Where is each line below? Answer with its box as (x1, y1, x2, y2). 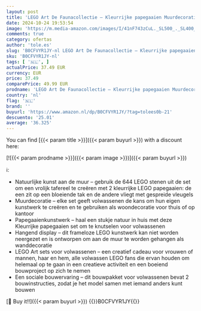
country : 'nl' (6, 92, 42, 98)
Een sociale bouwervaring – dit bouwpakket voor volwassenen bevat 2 (14, 273, 189, 281)
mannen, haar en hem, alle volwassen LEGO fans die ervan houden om (14, 255, 190, 262)
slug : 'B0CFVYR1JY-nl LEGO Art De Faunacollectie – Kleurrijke (6, 48, 167, 54)
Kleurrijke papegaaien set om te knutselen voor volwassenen (14, 222, 166, 230)
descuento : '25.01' (6, 114, 55, 120)
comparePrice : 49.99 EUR (6, 81, 68, 87)
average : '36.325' (6, 120, 52, 126)
